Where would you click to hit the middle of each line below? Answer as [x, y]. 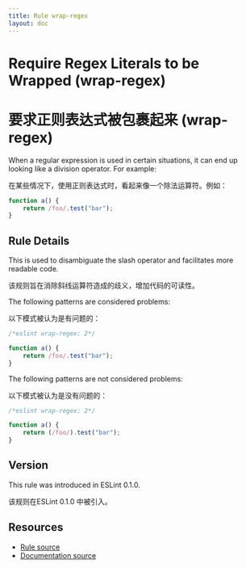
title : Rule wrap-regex [48, 16]
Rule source [40, 547]
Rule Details [39, 240]
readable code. [33, 269]
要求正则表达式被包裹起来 [94, 120]
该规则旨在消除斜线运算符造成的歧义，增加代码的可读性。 [104, 286]
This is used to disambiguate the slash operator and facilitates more [121, 260]
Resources [36, 527]
